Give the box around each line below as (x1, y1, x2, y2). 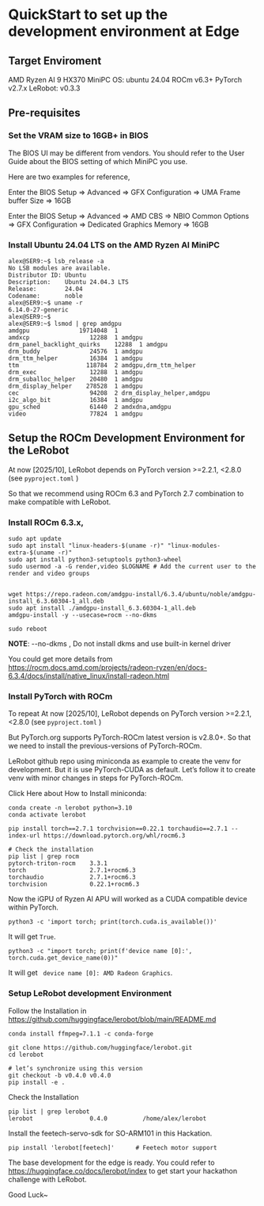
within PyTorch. (8, 902, 59, 913)
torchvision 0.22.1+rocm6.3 (8, 880, 140, 889)
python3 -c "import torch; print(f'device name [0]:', (8, 948, 193, 955)
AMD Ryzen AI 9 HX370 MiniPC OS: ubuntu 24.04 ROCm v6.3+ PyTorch (8, 75, 243, 84)
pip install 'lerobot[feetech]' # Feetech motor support (8, 1143, 217, 1151)
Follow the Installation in (8, 1005, 87, 1016)
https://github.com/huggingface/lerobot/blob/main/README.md (8, 1014, 217, 1024)
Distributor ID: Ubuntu (8, 271, 87, 279)
